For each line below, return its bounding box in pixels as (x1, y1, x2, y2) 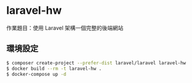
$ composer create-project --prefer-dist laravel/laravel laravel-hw (6, 60, 187, 66)
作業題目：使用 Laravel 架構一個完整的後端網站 (6, 24, 123, 31)
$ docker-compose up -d (6, 71, 67, 77)
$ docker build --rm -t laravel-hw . (6, 66, 102, 72)
